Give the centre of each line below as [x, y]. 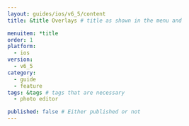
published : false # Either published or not [74, 112]
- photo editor [36, 99]
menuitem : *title [33, 33]
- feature [28, 86]
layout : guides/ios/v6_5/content [57, 14]
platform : [22, 47]
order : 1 [20, 40]
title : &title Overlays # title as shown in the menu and [94, 21]
